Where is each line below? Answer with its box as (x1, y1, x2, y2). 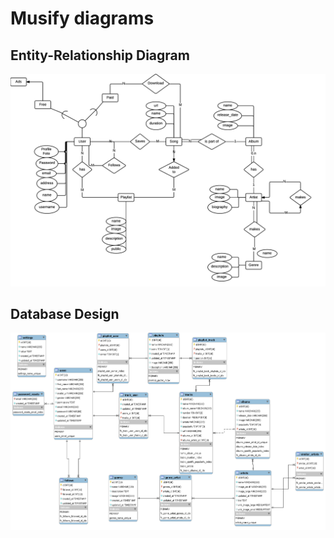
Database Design (10, 306, 120, 322)
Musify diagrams (10, 7, 155, 30)
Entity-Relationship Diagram (10, 47, 190, 64)
